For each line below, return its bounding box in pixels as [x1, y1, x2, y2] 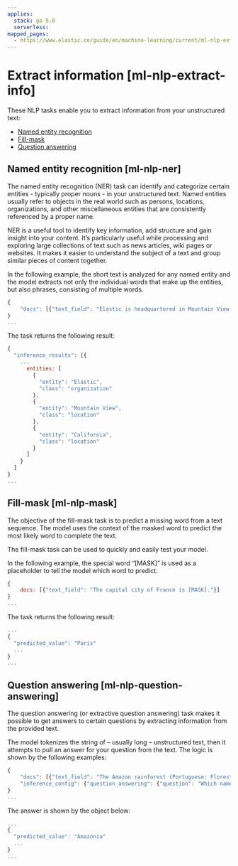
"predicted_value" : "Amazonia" [13, 833, 106, 840]
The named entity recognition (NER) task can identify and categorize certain [7, 182, 230, 191]
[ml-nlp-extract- [126, 68, 226, 84]
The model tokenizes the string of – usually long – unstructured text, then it [7, 738, 226, 747]
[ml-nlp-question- [100, 679, 183, 691]
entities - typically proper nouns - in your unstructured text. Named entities [7, 189, 227, 198]
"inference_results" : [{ [13, 352, 87, 359]
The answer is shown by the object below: [7, 806, 131, 815]
